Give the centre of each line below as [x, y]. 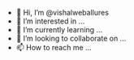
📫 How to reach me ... [54, 47]
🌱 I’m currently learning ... [59, 30]
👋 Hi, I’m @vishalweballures [63, 13]
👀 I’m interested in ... [50, 21]
